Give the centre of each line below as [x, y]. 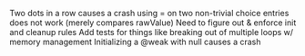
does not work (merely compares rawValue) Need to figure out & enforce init [153, 23]
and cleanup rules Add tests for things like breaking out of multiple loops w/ [152, 32]
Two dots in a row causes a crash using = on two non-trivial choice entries [149, 13]
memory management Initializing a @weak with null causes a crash [135, 42]
